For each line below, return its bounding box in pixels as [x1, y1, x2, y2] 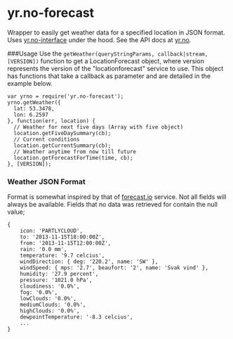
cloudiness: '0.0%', [20, 283, 80, 290]
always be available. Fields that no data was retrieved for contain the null [7, 200, 218, 209]
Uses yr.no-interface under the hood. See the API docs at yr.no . [7, 35, 192, 44]
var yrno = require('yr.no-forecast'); [7, 93, 124, 100]
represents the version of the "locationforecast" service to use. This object [7, 64, 224, 72]
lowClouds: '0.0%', [20, 295, 77, 302]
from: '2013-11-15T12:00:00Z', [20, 240, 112, 247]
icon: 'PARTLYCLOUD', [20, 227, 83, 235]
